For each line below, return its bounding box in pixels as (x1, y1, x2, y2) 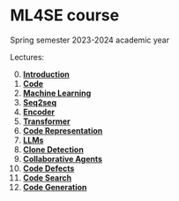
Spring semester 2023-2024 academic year (10, 35, 170, 45)
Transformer (22, 116, 71, 127)
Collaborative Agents (22, 153, 103, 164)
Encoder (22, 106, 56, 117)
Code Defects (22, 163, 75, 174)
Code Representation (22, 125, 103, 135)
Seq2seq (22, 97, 56, 107)
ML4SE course (10, 5, 120, 26)
